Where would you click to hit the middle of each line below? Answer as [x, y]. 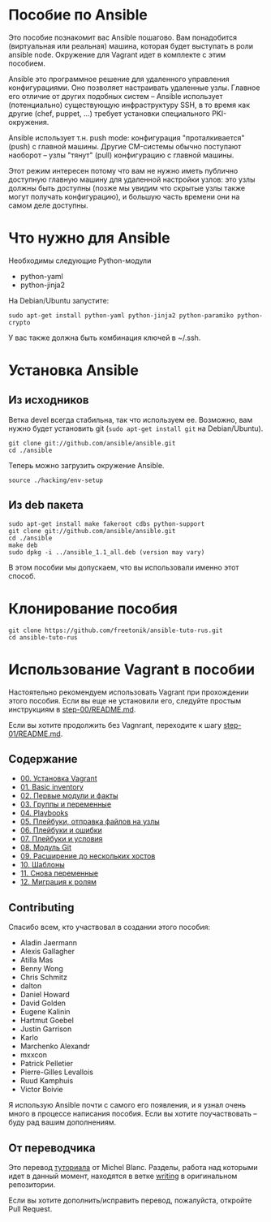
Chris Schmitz [43, 977]
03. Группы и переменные [66, 804]
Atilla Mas [37, 960]
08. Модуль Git [45, 848]
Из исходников [49, 400]
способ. [22, 576]
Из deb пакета [46, 505]
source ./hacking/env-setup [56, 480]
